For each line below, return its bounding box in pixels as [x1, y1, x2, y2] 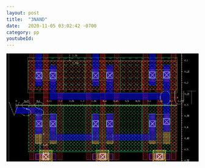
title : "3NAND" [6, 16, 48, 23]
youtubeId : [6, 35, 34, 42]
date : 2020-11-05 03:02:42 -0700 [6, 23, 97, 29]
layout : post [6, 10, 40, 16]
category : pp [6, 29, 40, 35]
